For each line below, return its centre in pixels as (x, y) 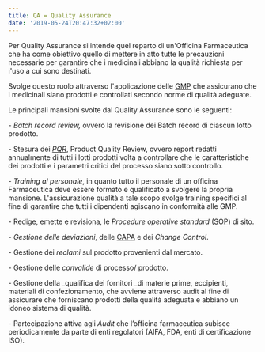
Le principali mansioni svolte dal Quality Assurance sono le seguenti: (120, 110)
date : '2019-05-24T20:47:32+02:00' (67, 23)
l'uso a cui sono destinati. (50, 70)
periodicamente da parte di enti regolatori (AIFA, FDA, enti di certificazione (130, 331)
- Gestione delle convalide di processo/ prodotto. (88, 267)
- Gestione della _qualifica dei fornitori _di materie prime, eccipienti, (118, 282)
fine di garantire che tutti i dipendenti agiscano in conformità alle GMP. (123, 206)
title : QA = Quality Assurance (60, 15)
